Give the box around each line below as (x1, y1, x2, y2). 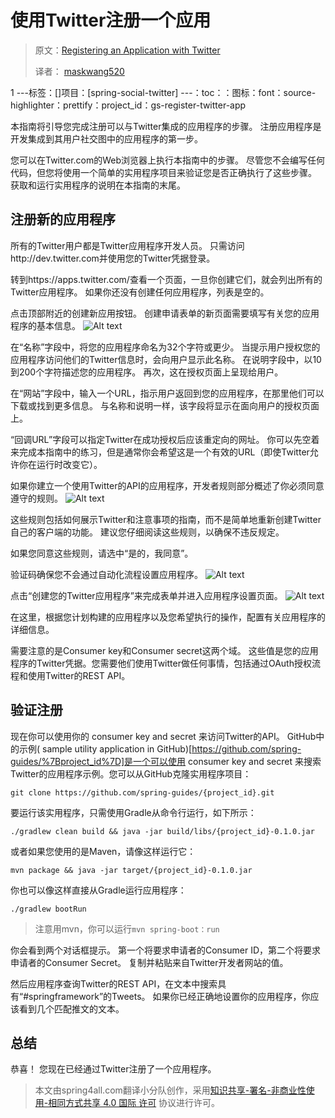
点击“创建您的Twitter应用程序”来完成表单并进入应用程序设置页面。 (10, 589, 283, 601)
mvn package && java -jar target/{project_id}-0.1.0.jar (10, 865, 253, 875)
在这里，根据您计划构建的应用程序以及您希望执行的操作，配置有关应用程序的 (10, 611, 326, 623)
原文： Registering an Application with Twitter (34, 44, 221, 56)
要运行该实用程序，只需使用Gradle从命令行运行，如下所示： (10, 806, 257, 818)
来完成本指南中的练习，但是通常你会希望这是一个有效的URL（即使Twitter (10, 446, 310, 458)
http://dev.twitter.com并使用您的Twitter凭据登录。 (10, 252, 216, 264)
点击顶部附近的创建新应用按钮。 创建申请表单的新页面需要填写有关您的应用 (10, 307, 320, 319)
